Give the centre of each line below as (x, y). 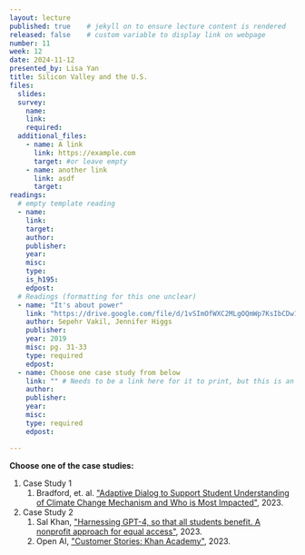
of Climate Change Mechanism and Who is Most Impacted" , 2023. (160, 502)
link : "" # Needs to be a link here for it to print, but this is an (160, 381)
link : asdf (54, 178)
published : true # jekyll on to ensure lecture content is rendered (148, 26)
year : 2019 (46, 339)
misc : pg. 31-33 (57, 347)
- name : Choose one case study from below (99, 372)
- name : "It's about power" (71, 305)
